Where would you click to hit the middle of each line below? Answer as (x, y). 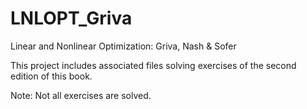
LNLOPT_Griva (71, 18)
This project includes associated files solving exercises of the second (153, 65)
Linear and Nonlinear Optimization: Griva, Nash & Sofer (123, 46)
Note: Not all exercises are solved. (81, 95)
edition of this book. (51, 76)
